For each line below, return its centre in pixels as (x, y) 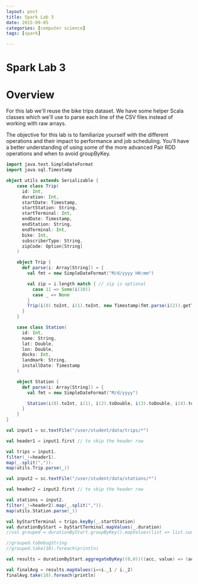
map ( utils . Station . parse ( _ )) (42, 511)
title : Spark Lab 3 (30, 17)
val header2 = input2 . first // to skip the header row (75, 489)
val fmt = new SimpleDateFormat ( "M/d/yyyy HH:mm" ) (91, 273)
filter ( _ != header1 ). (32, 457)
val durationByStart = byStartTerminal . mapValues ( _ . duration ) (84, 527)
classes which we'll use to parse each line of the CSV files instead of (90, 117)
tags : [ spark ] (24, 34)
